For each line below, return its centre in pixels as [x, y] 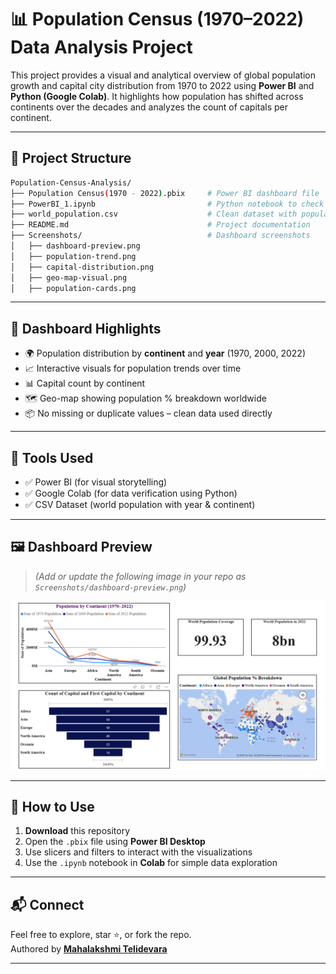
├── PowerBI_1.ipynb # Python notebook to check [167, 204]
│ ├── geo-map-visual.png [69, 277]
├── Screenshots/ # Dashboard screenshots [160, 236]
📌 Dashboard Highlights [86, 328]
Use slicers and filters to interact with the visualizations [138, 852]
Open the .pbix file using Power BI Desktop [115, 842]
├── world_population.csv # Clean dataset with [154, 214]
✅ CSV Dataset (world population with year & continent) [140, 504]
